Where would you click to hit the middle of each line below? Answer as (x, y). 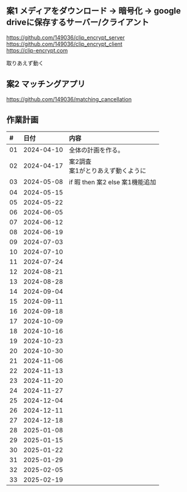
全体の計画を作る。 (97, 150)
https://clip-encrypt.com (37, 50)
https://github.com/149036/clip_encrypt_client (65, 44)
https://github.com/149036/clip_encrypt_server (65, 37)
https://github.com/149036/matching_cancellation (69, 99)
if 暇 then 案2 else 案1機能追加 (113, 182)
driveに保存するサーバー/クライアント (78, 22)
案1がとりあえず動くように (108, 171)
